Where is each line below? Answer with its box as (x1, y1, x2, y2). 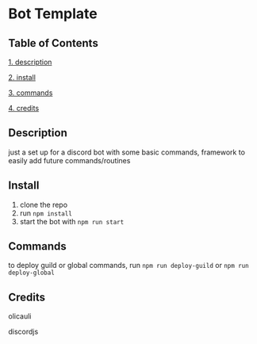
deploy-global (8, 269, 56, 277)
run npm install (19, 208, 73, 218)
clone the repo (19, 200, 68, 209)
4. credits (8, 104, 40, 113)
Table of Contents (8, 36, 99, 50)
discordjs (8, 327, 39, 337)
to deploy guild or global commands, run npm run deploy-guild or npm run (8, 261, 250, 270)
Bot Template (8, 5, 98, 23)
